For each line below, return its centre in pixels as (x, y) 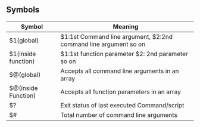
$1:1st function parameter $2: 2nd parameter (124, 54)
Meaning (126, 26)
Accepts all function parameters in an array (121, 92)
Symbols (23, 10)
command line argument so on (103, 44)
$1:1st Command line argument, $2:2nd (116, 36)
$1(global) (24, 40)
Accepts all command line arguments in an (120, 71)
